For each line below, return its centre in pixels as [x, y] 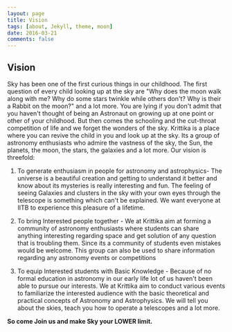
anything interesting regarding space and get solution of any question [117, 235]
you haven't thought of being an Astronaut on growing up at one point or [111, 113]
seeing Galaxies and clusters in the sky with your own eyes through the [119, 193]
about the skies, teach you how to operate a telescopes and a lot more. [118, 308]
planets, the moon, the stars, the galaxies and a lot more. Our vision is [107, 150]
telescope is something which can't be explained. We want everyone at [119, 200]
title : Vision [28, 20]
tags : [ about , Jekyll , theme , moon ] [60, 26]
